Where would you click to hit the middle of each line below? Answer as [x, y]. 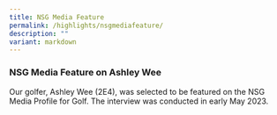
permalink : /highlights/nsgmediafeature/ [86, 25]
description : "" [39, 33]
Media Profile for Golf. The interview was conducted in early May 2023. [139, 101]
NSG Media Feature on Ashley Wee [85, 73]
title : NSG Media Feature [56, 17]
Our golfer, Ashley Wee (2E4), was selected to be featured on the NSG [137, 91]
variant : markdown [43, 42]
